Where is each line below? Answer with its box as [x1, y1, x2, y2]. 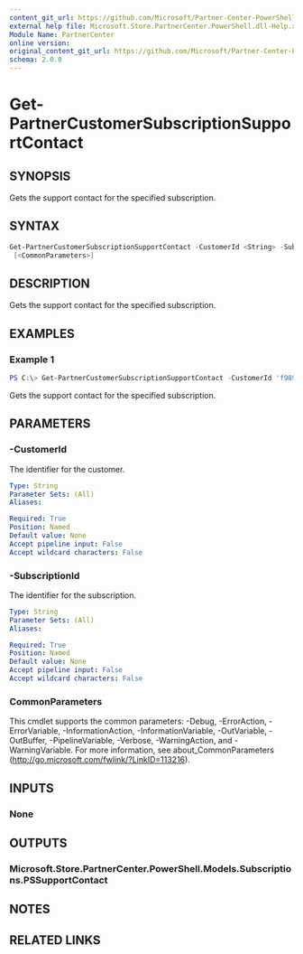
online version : [9, 38, 70, 48]
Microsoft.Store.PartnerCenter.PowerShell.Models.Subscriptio [9, 862, 291, 874]
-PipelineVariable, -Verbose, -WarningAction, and [49, 735, 233, 746]
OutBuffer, [9, 735, 48, 746]
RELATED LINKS [9, 932, 101, 948]
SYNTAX [9, 219, 60, 234]
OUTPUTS [9, 835, 68, 850]
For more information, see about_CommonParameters [75, 744, 275, 755]
